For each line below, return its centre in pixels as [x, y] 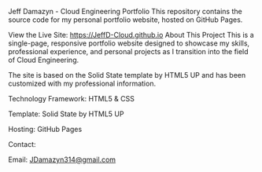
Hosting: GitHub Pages [45, 129]
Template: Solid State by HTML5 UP [66, 114]
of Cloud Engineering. [44, 60]
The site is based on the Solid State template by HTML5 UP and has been [127, 75]
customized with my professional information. [82, 83]
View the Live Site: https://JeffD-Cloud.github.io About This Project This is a [131, 35]
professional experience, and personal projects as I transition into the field [129, 51]
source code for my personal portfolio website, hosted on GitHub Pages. [125, 20]
